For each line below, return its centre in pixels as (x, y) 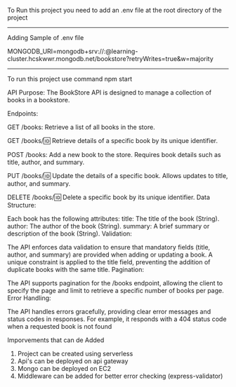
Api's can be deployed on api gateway (73, 361)
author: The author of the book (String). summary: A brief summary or (109, 226)
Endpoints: (23, 114)
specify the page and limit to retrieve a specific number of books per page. (116, 291)
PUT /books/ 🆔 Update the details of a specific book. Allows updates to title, (118, 176)
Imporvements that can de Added (56, 340)
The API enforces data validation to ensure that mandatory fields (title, (109, 247)
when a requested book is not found (60, 326)
